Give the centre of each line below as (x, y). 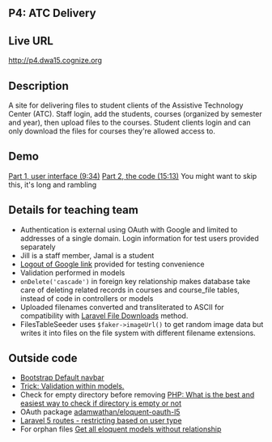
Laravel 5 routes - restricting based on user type (101, 421)
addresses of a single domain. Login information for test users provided (139, 238)
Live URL (31, 41)
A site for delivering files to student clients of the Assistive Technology (126, 105)
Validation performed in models (72, 272)
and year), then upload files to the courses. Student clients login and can (130, 123)
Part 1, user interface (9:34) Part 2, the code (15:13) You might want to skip (133, 176)
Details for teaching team (74, 210)
